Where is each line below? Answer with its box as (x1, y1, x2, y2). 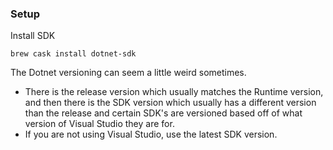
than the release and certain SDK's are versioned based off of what (24, 107, 303, 119)
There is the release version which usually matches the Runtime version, (24, 86, 324, 98)
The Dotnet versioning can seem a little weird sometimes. (10, 67, 247, 79)
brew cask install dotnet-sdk (10, 49, 137, 59)
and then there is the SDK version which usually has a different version (24, 97, 317, 109)
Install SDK (10, 30, 56, 42)
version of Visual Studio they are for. (24, 118, 175, 130)
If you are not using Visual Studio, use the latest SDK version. (24, 128, 278, 141)
